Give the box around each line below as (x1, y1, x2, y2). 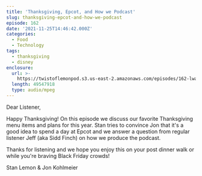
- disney (11, 59, 34, 65)
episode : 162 (6, 20, 39, 26)
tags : (6, 48, 20, 54)
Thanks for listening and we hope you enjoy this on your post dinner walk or (6, 145, 194, 153)
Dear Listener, (6, 103, 41, 111)
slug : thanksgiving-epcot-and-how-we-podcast (6, 14, 122, 20)
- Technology (11, 43, 44, 49)
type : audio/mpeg (11, 87, 55, 93)
